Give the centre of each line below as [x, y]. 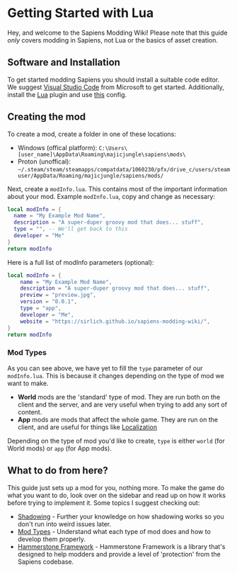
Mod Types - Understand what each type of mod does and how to [114, 531]
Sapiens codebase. [46, 562]
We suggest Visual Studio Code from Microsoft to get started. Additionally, [116, 87]
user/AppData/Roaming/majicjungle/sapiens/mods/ [91, 176]
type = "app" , [41, 308]
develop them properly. [52, 539]
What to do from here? [58, 471]
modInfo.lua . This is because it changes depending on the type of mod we [116, 375]
